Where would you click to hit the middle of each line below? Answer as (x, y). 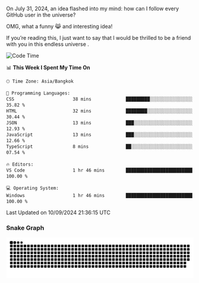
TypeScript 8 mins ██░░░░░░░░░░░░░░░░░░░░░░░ (99, 147)
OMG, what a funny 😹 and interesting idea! (59, 26)
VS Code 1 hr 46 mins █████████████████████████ (99, 170)
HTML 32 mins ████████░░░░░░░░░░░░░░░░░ (99, 111)
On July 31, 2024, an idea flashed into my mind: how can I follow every (93, 9)
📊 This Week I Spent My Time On (48, 67)
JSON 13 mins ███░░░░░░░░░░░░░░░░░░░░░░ (99, 123)
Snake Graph (25, 228)
